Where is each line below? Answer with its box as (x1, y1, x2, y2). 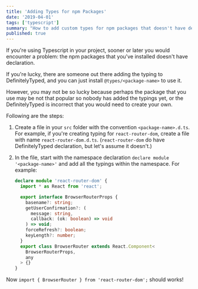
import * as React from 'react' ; (20, 183, 103, 189)
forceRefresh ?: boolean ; (25, 227, 87, 233)
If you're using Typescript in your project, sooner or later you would (6, 47, 170, 54)
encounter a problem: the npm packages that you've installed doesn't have (6, 53, 189, 60)
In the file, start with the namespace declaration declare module (14, 154, 169, 161)
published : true (6, 31, 46, 37)
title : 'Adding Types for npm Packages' (6, 8, 107, 15)
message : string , (30, 211, 74, 216)
